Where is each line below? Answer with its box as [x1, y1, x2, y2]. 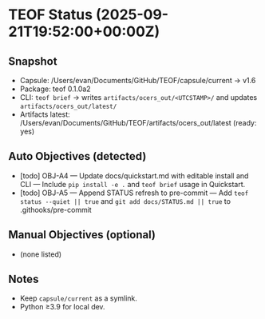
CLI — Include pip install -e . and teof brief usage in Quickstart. [19, 179, 246, 189]
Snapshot [8, 54, 57, 68]
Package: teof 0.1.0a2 [19, 84, 91, 94]
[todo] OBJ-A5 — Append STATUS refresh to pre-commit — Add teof [19, 188, 249, 197]
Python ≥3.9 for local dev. [19, 302, 105, 312]
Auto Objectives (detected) [8, 150, 147, 163]
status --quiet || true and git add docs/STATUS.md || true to [19, 196, 231, 205]
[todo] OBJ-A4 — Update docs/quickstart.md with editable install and [19, 170, 249, 181]
